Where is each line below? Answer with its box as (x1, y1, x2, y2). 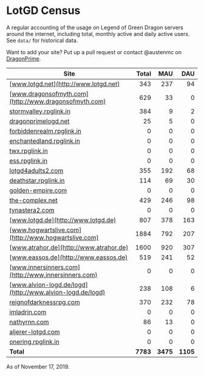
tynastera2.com (9, 206, 55, 214)
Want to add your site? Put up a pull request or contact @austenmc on (6, 48, 182, 55)
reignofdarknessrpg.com (9, 298, 80, 306)
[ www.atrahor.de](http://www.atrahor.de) (9, 243, 129, 251)
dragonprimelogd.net (9, 117, 70, 125)
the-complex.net (9, 196, 58, 204)
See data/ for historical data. (6, 37, 78, 44)
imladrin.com (9, 308, 47, 316)
